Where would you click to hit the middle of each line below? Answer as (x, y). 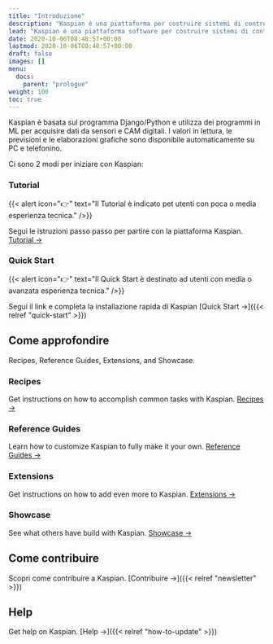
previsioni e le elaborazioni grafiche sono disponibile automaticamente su (132, 140)
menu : (17, 69)
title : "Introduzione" (47, 16)
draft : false (30, 54)
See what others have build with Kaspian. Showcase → (100, 532)
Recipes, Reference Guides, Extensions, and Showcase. (102, 360)
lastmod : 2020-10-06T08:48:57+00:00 (70, 46)
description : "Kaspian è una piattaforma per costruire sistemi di (125, 24)
